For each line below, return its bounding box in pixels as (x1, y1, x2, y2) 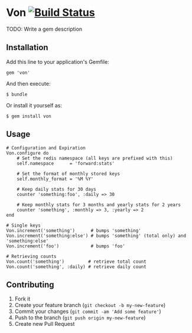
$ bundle (6, 92, 28, 97)
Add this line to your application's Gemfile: (6, 58, 109, 65)
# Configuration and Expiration (6, 145, 86, 151)
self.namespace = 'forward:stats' (17, 160, 115, 166)
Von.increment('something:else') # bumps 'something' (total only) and (6, 233, 186, 239)
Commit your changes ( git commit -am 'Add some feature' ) (14, 308, 161, 315)
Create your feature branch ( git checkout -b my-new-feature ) (14, 302, 166, 309)
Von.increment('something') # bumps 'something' (6, 227, 142, 233)
